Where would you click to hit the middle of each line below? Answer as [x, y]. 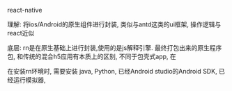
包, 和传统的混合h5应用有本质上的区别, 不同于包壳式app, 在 [92, 56]
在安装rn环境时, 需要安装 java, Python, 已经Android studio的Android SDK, [112, 71]
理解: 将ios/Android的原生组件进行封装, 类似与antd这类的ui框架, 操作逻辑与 [114, 24]
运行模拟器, [30, 80]
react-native [25, 10]
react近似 [21, 33]
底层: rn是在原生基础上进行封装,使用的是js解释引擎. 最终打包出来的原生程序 [115, 48]
